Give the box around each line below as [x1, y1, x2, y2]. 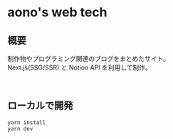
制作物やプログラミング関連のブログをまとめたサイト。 [7, 55, 169, 62]
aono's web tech [7, 4, 108, 21]
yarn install [7, 118, 46, 126]
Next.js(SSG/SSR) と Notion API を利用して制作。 [7, 63, 152, 72]
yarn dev [7, 125, 33, 132]
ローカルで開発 [7, 100, 73, 112]
